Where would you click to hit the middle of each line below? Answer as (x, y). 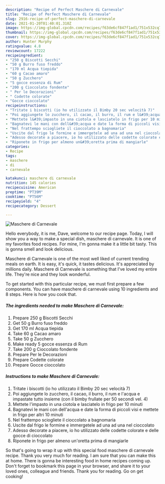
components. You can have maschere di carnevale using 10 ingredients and (82, 289)
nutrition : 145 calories (31, 183)
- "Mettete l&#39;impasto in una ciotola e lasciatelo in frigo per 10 (80, 119)
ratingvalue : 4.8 (23, 46)
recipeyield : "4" (23, 201)
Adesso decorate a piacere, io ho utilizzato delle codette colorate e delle (86, 430)
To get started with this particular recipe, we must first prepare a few (75, 284)
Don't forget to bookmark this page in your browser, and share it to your (78, 466)
